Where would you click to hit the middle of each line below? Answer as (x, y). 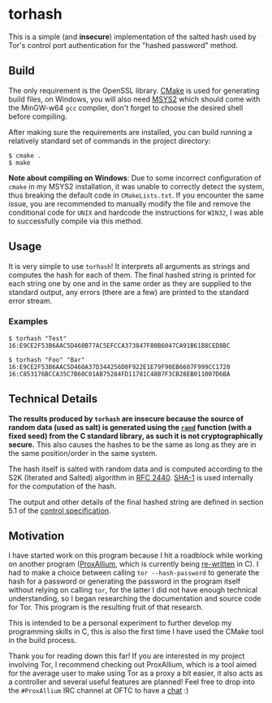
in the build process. (43, 640)
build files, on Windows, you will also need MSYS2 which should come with (134, 99)
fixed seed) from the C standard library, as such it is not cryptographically (136, 436)
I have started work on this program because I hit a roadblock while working (136, 555)
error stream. (30, 301)
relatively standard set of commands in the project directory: (110, 141)
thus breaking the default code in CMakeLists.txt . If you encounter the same (136, 195)
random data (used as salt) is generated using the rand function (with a (130, 427)
